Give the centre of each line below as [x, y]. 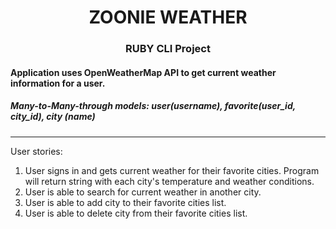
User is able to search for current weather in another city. [143, 192]
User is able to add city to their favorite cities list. [125, 202]
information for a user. [58, 83]
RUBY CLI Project [168, 49]
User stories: [36, 151]
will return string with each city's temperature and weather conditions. [169, 181]
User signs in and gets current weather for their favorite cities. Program [172, 170]
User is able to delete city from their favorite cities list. [136, 213]
